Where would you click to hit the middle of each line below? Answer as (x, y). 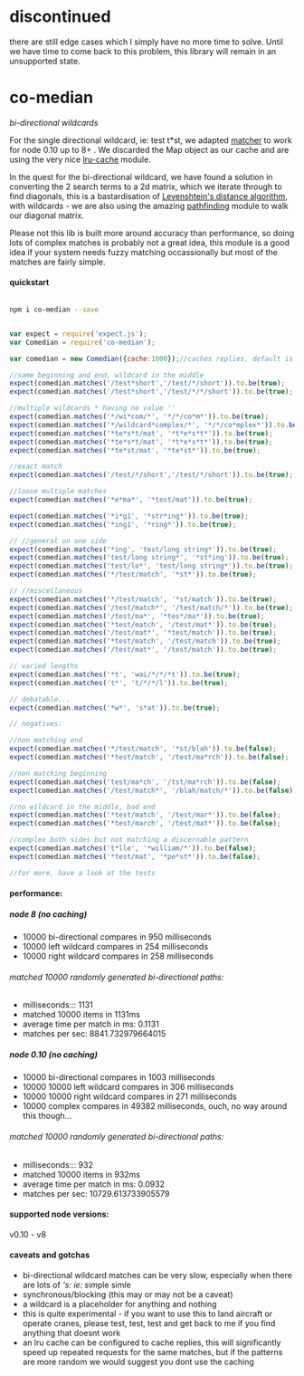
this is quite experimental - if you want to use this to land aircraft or (147, 1314)
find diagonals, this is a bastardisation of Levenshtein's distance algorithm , (148, 196)
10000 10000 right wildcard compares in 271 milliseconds (129, 1096)
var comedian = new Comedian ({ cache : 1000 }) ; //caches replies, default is (152, 358)
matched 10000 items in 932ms (81, 1174)
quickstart (29, 282)
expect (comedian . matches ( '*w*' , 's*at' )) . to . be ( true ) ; (115, 708)
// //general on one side (58, 540)
